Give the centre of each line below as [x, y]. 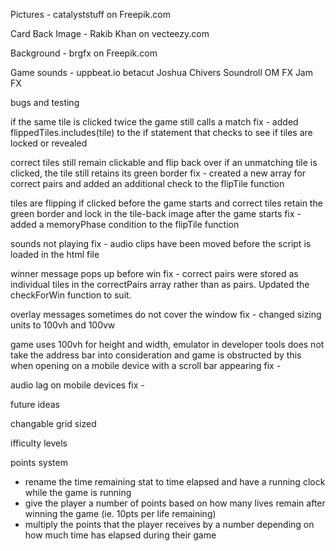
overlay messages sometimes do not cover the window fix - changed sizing [166, 314]
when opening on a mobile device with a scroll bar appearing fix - [146, 365]
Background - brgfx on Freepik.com [84, 53]
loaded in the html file [55, 254]
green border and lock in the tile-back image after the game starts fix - [156, 213]
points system [39, 462]
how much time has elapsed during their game [120, 535]
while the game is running [78, 492]
